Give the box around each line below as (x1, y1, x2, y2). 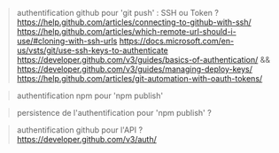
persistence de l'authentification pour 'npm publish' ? (16, 108, 212, 118)
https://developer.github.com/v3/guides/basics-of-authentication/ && (16, 55, 271, 65)
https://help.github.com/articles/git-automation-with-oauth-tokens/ (16, 73, 263, 83)
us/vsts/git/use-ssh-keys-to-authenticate (16, 45, 169, 56)
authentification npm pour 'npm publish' (16, 90, 164, 101)
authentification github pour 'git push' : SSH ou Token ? (16, 8, 219, 18)
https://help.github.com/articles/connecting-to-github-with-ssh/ (16, 17, 252, 27)
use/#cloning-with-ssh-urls (16, 35, 118, 46)
